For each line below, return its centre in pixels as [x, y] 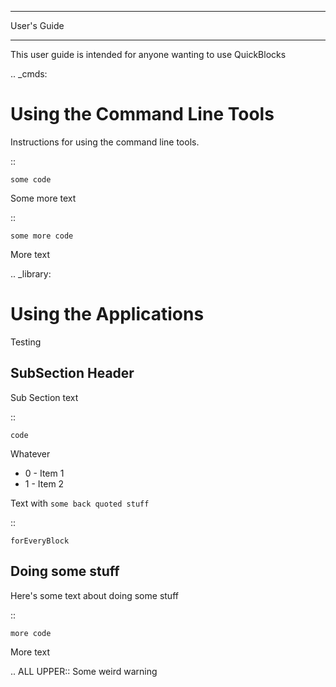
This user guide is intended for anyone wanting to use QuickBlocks [148, 54]
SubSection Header [72, 373]
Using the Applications [107, 314]
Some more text [43, 198]
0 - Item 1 [44, 473]
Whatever [30, 453]
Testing [26, 342]
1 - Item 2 [44, 483]
